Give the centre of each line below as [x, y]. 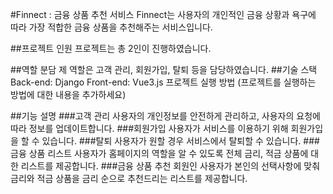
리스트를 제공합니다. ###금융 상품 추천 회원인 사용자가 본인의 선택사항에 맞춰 [170, 166]
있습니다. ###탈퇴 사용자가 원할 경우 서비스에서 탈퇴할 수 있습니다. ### [180, 141]
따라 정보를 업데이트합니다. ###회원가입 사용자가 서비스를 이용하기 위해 [149, 128]
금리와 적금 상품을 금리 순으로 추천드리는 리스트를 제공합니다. [129, 178]
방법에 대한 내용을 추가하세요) [68, 94]
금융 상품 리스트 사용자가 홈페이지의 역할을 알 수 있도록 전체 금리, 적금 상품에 [159, 153]
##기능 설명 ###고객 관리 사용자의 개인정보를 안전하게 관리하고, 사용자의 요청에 [165, 116]
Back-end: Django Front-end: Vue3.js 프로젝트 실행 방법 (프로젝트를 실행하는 [163, 82]
